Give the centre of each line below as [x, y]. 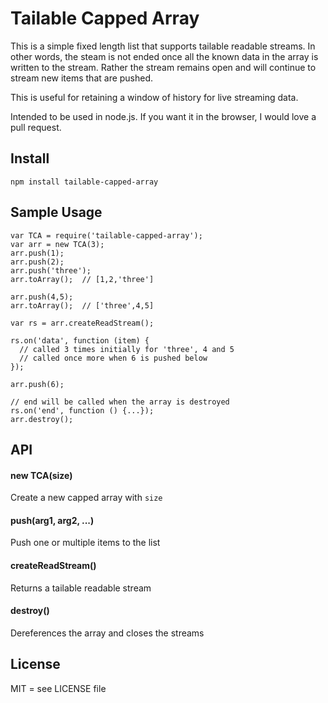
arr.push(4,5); [42, 297]
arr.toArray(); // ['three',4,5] [82, 305]
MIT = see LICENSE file [58, 688]
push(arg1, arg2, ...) [52, 520]
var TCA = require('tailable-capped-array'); [106, 235]
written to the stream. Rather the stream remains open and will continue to [163, 67]
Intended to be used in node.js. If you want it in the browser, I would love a [163, 116]
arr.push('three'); [51, 270]
